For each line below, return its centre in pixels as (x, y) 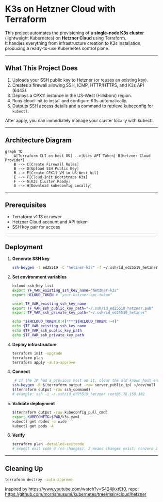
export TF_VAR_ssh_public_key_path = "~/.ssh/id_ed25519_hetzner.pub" (83, 308)
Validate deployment (33, 403)
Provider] (15, 160)
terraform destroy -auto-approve (39, 480)
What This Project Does (41, 68)
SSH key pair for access (36, 227)
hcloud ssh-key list (33, 286)
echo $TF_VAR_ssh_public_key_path (47, 331)
